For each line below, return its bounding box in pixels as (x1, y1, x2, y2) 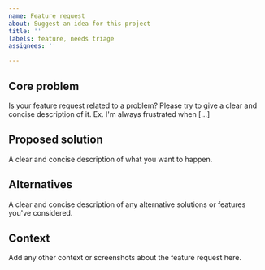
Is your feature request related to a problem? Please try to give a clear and (8, 101, 258, 110)
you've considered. (8, 208, 73, 217)
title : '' (8, 27, 42, 35)
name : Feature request (8, 11, 85, 20)
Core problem (8, 79, 80, 93)
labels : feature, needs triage (8, 34, 115, 43)
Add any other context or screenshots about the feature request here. (8, 253, 242, 263)
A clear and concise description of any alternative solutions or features (8, 199, 246, 209)
